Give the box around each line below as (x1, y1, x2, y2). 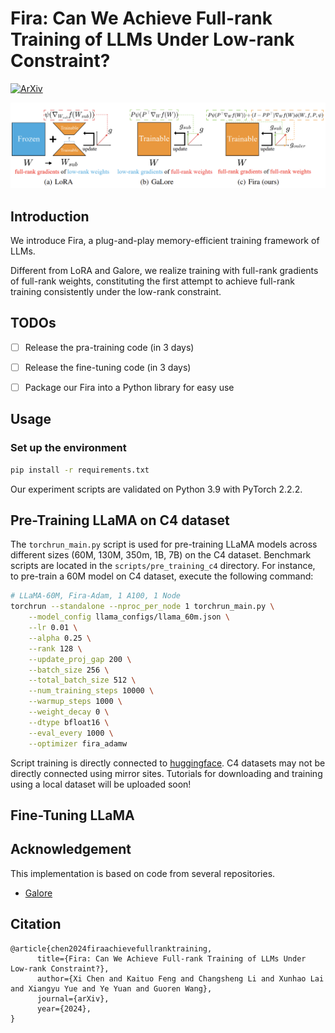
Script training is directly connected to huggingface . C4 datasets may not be (10, 757, 326, 769)
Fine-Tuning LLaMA (10, 807, 135, 824)
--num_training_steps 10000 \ (28, 686, 155, 696)
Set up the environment (10, 441, 127, 455)
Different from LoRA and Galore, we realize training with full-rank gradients (10, 265, 319, 277)
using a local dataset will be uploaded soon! (10, 778, 192, 790)
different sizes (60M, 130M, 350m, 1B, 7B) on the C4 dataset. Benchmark (10, 549, 312, 561)
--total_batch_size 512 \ (28, 675, 137, 686)
